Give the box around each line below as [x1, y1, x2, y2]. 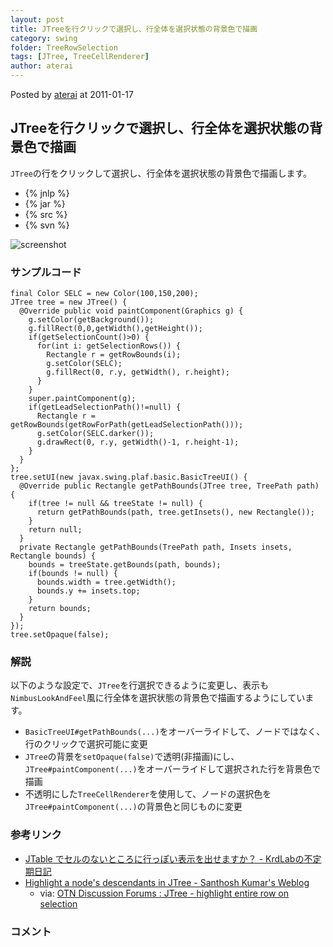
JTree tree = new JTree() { [10, 297, 128, 308]
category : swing [10, 33, 78, 43]
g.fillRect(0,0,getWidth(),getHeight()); [28, 324, 203, 334]
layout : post [10, 14, 65, 25]
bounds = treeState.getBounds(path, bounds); [28, 560, 222, 570]
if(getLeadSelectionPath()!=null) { [28, 402, 182, 413]
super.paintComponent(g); [28, 394, 137, 404]
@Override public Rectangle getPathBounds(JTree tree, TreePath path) [19, 481, 320, 491]
